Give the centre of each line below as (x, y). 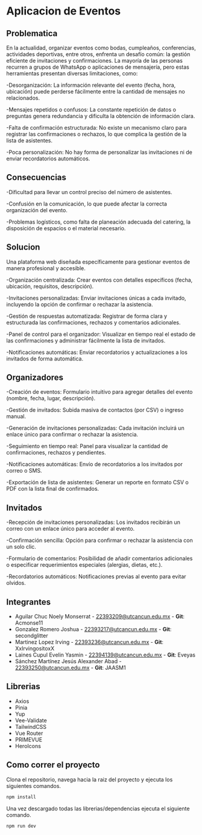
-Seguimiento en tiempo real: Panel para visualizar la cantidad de (87, 446)
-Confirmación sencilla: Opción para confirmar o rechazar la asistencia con (99, 540)
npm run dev (21, 826)
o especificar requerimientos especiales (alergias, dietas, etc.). (84, 565)
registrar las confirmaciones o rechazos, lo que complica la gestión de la (96, 134)
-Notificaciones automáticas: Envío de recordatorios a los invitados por (94, 464)
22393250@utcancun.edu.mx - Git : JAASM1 (70, 668)
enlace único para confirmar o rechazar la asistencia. (72, 435)
